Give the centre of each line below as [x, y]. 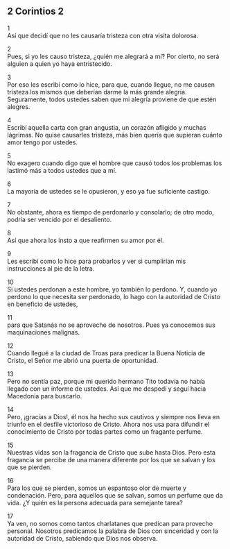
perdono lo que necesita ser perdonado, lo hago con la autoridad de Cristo [114, 296]
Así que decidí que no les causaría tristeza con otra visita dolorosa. [103, 35]
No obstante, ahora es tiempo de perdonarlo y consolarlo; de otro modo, [111, 212]
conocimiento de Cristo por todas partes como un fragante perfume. [105, 431]
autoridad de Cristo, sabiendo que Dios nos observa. [82, 538]
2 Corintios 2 [36, 11]
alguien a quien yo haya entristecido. [60, 64]
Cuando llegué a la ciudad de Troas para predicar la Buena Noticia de [106, 353]
